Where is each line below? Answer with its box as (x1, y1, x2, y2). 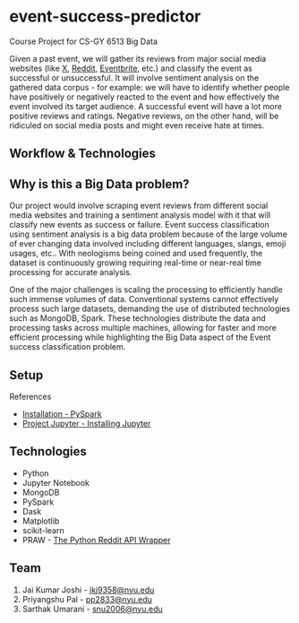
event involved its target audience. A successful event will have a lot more (9, 100, 282, 111)
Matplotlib (21, 515, 60, 526)
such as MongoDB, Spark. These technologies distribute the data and (9, 313, 266, 324)
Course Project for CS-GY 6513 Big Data (9, 36, 158, 47)
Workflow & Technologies (9, 146, 157, 161)
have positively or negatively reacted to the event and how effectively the (9, 91, 280, 102)
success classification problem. (9, 342, 126, 352)
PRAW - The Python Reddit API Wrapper (21, 534, 171, 545)
